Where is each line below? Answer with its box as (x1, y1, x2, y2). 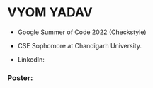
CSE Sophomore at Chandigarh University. (17, 41, 142, 50)
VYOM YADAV (7, 4, 93, 21)
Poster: (7, 72, 33, 82)
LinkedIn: (17, 55, 45, 64)
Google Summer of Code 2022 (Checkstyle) (17, 28, 147, 36)
